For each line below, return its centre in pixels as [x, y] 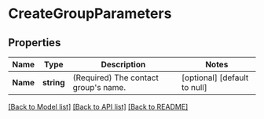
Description [123, 65]
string [53, 83]
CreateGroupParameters [90, 14]
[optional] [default [215, 78]
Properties [35, 43]
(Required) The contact [115, 78]
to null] [194, 87]
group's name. [99, 87]
